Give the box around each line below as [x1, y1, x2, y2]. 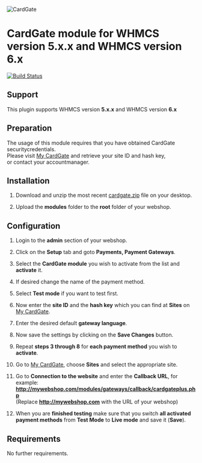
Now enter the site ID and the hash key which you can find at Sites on [15, 302, 190, 309]
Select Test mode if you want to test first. [15, 290, 119, 297]
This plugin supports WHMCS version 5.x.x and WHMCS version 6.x [7, 105, 177, 113]
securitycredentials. [7, 145, 56, 153]
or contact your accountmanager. [7, 158, 90, 166]
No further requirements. [7, 450, 69, 457]
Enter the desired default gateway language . [15, 320, 127, 327]
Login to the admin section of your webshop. [15, 237, 127, 244]
